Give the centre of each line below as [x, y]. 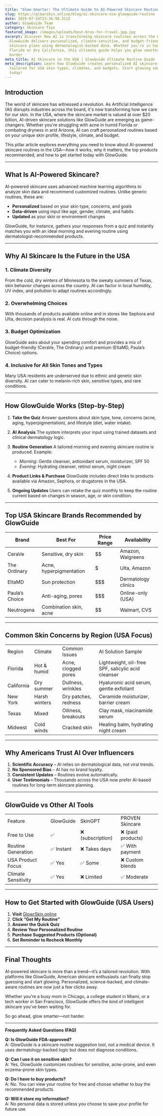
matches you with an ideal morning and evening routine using [67, 231]
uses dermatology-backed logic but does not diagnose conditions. [72, 1049]
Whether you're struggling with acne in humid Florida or [82, 125]
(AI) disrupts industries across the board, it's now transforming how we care [81, 109]
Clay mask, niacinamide [126, 710]
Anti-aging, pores [62, 596]
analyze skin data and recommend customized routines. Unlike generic [76, 191]
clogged [72, 669]
